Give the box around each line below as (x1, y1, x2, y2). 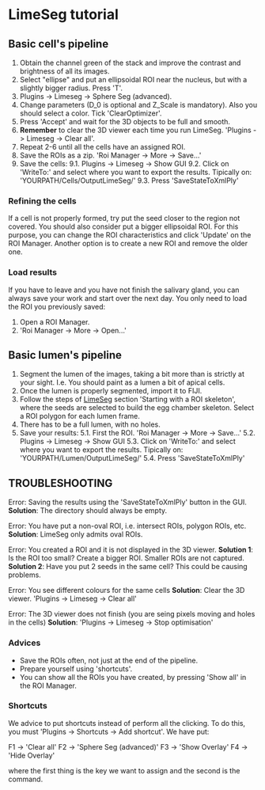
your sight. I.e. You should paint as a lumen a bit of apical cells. (19, 378, 225, 387)
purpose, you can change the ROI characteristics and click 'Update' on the (8, 230, 252, 240)
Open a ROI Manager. (19, 317, 90, 326)
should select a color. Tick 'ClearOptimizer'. (19, 108, 162, 118)
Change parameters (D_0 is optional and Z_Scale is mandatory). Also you (19, 101, 258, 109)
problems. (8, 570, 41, 579)
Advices (8, 637, 41, 648)
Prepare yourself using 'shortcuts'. (19, 663, 133, 674)
